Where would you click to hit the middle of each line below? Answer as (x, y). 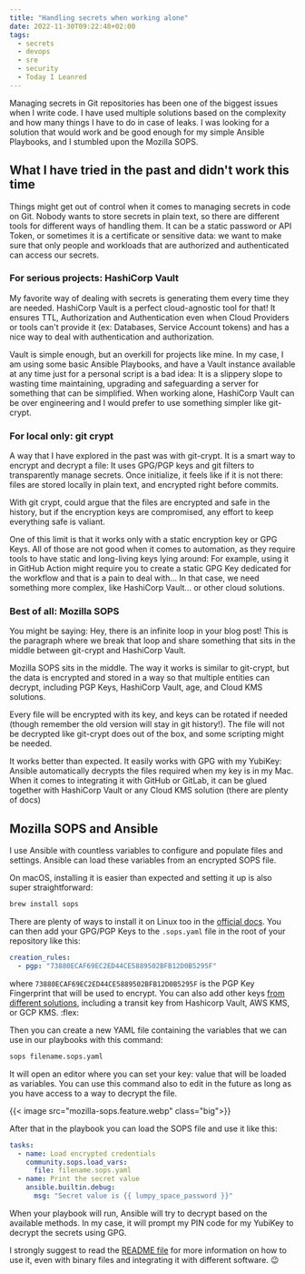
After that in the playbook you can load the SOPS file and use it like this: (144, 1128)
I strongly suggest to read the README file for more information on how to (148, 1250)
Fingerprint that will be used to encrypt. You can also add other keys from (147, 993)
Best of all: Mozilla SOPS (64, 612)
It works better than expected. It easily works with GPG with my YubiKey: (146, 762)
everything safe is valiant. (58, 522)
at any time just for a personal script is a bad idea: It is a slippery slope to (146, 373)
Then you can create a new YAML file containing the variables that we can (148, 1030)
